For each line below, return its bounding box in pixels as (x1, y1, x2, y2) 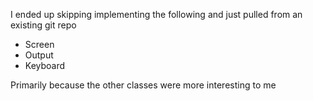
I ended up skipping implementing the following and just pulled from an (10, 9, 303, 20)
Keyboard (24, 60, 66, 71)
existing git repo (10, 19, 77, 31)
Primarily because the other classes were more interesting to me (10, 79, 277, 91)
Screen (24, 39, 55, 50)
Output (24, 49, 54, 61)
